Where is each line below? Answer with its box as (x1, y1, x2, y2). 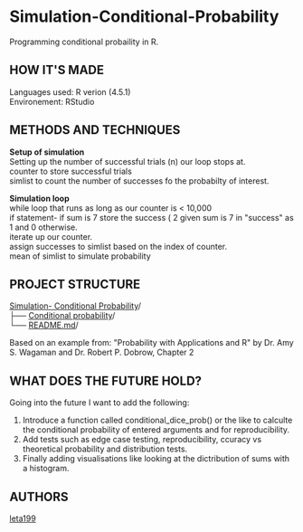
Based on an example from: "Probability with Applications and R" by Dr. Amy (9, 337, 294, 348)
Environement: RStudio (9, 96, 95, 107)
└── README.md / (9, 319, 79, 331)
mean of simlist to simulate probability (9, 251, 151, 261)
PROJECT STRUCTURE (9, 276, 141, 291)
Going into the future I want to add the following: (9, 397, 190, 408)
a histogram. (22, 463, 70, 474)
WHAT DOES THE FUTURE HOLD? (9, 373, 202, 388)
